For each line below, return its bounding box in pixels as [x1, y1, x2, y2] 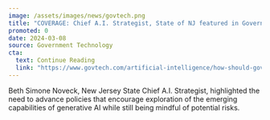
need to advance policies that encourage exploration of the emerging [8, 94, 238, 104]
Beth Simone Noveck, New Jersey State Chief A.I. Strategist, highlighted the [8, 86, 260, 95]
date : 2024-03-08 [8, 34, 67, 42]
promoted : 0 [8, 26, 48, 34]
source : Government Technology [8, 42, 113, 50]
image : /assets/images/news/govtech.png [8, 11, 146, 20]
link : [15, 64, 35, 72]
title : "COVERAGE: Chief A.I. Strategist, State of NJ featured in [8, 19, 239, 27]
